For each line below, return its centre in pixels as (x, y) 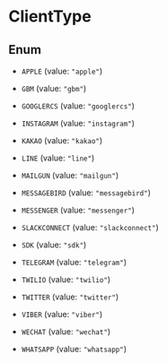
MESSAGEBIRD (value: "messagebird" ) (86, 193)
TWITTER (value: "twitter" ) (70, 297)
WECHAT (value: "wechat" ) (66, 332)
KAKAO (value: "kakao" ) (62, 140)
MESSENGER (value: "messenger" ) (78, 210)
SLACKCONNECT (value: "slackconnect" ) (90, 227)
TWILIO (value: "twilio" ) (66, 279)
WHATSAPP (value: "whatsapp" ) (74, 349)
